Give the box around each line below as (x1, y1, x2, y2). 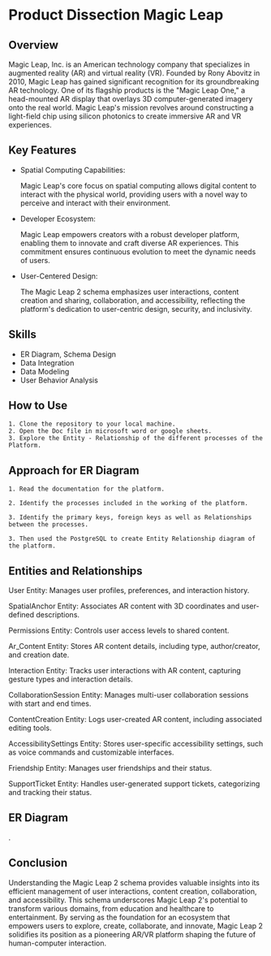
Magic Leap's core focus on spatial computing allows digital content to (19, 180, 257, 190)
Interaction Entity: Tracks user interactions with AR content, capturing (8, 666, 241, 676)
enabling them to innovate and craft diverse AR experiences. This (19, 238, 239, 248)
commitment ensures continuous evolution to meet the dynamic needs (19, 246, 256, 257)
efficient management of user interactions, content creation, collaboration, (8, 886, 257, 896)
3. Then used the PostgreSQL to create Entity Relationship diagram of (8, 534, 256, 543)
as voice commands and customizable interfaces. (8, 747, 174, 757)
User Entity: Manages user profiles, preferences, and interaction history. (8, 586, 250, 595)
